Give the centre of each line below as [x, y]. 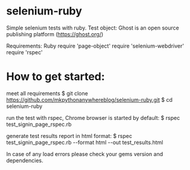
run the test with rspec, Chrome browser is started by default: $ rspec [93, 118]
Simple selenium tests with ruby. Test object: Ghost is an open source [93, 28]
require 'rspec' [25, 52]
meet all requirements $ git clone [47, 93]
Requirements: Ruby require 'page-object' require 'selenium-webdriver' [95, 46]
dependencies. [25, 160]
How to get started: [56, 77]
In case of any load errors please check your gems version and [85, 154]
